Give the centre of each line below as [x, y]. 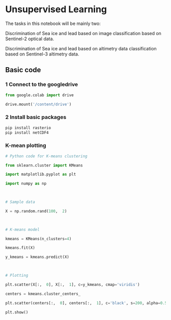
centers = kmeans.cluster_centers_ [43, 294]
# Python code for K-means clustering [46, 156]
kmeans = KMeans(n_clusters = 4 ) [38, 239]
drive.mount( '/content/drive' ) [38, 104]
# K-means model [22, 229]
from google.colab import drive [39, 95]
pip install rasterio [28, 128]
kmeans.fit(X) [20, 248]
